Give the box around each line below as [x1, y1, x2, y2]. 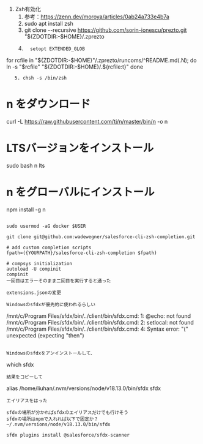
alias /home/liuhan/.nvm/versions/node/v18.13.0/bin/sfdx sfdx [6, 385, 161, 392]
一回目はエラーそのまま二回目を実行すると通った [6, 277, 111, 284]
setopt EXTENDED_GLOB [29, 46, 86, 52]
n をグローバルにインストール [6, 186, 155, 199]
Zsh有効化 [15, 6, 42, 12]
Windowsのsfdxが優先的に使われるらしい [6, 301, 96, 307]
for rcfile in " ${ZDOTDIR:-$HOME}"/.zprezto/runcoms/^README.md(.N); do [6, 57, 197, 64]
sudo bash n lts [6, 162, 45, 169]
